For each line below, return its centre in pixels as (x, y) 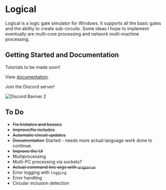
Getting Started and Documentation (62, 55)
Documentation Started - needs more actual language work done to (82, 140)
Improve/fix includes (34, 130)
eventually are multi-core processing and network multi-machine (72, 34)
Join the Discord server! (30, 86)
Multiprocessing (29, 156)
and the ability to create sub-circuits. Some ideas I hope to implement (77, 28)
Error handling (27, 177)
